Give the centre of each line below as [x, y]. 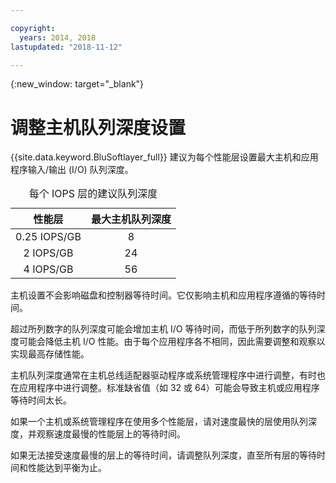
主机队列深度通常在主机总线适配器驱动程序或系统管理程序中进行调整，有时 [163, 375]
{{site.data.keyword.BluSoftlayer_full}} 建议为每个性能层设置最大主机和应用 [164, 157]
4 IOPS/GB [48, 269]
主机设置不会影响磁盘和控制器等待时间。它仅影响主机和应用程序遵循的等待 [163, 295]
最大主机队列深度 [131, 219]
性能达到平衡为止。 [67, 468]
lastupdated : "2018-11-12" [66, 47]
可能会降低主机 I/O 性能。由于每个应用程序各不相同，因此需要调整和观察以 [172, 342]
